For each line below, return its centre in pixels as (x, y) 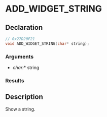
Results (15, 80)
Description (24, 97)
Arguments (20, 56)
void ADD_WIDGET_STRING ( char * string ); (47, 43)
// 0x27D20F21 (20, 39)
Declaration (24, 27)
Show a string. (20, 109)
